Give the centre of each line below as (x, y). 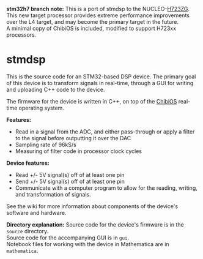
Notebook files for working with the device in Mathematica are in (88, 244)
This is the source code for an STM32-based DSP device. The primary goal (101, 77)
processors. (21, 35)
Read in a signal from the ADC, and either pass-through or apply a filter (105, 132)
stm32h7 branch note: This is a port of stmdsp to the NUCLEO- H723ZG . (98, 9)
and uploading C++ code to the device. (56, 89)
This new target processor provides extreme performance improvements (98, 15)
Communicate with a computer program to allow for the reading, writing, (106, 188)
